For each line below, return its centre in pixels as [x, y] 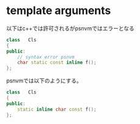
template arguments [59, 11]
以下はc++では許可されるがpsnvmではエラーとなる [71, 28]
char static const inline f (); [57, 63]
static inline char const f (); [57, 109]
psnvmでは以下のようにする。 [44, 81]
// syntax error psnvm [46, 57]
